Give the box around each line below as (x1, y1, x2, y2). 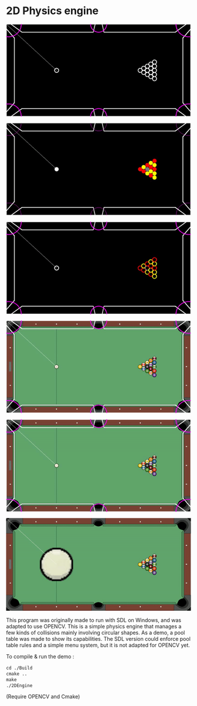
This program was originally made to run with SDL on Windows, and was (6, 616, 182, 624)
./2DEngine (6, 682, 33, 688)
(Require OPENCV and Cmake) (6, 692, 80, 700)
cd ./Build (6, 665, 33, 671)
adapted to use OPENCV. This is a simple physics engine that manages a (6, 623, 182, 630)
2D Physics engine (6, 4, 98, 18)
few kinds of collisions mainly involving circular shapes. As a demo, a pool (6, 629, 185, 636)
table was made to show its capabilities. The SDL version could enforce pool (6, 635, 191, 642)
